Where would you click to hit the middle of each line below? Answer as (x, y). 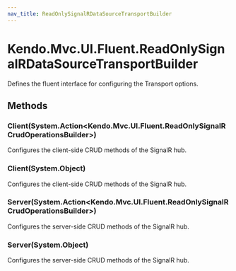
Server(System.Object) (48, 245)
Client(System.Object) (47, 168)
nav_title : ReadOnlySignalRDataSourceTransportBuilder (90, 14)
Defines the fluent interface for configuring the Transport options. (103, 83)
